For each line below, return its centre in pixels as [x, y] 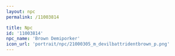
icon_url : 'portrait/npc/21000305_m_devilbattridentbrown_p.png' [88, 44]
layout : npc [21, 11]
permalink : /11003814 [33, 17]
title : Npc [19, 28]
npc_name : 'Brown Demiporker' [43, 39]
